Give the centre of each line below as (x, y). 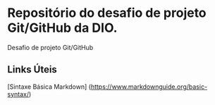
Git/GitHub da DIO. (62, 28)
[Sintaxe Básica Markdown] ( (49, 87)
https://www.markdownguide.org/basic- (149, 87)
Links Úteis (32, 69)
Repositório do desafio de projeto (107, 13)
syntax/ (18, 94)
